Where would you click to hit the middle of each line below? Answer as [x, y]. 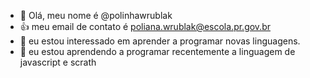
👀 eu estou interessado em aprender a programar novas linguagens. [160, 41]
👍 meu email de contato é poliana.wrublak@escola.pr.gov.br [145, 26]
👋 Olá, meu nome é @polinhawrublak [96, 15]
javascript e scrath [58, 62]
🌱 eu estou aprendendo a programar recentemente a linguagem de [157, 51]
